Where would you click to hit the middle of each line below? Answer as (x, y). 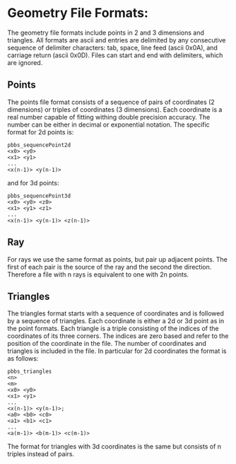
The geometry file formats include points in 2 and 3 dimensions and (106, 33)
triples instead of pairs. (41, 454)
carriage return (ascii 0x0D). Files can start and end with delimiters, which (115, 55)
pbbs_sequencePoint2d (39, 145)
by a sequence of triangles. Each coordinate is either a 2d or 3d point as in (116, 321)
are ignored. (25, 62)
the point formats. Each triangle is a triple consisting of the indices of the (113, 329)
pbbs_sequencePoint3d (39, 196)
